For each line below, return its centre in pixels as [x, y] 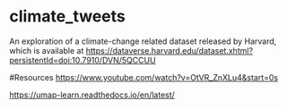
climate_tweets [67, 17]
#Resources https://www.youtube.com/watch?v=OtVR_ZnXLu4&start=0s [144, 77]
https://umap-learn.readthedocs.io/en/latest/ [92, 95]
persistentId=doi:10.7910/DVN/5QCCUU [83, 60]
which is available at [47, 50]
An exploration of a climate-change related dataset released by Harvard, [143, 41]
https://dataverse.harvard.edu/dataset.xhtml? [170, 50]
